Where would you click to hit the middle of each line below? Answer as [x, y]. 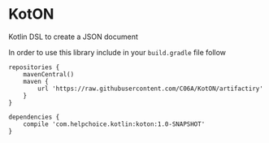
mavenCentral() [49, 74]
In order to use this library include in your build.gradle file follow [117, 52]
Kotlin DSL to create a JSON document [73, 37]
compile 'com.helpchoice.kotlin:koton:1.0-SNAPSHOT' [114, 124]
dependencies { [34, 117]
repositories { [34, 67]
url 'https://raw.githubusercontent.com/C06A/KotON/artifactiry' [151, 89]
